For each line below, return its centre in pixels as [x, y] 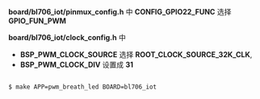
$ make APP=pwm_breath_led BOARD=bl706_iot [83, 87]
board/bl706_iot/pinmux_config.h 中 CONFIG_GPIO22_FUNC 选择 [120, 12]
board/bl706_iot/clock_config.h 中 [67, 37]
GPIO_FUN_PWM [38, 21]
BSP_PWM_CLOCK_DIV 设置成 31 [77, 64]
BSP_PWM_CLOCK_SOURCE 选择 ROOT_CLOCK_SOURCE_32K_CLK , [136, 54]
